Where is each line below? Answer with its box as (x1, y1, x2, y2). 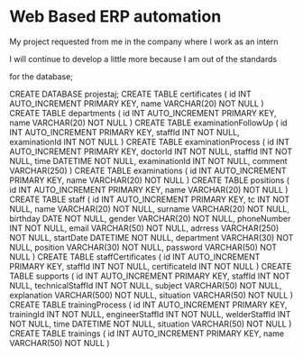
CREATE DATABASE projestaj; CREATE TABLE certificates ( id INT (9, 88, 252, 99)
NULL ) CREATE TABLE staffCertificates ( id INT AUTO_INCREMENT (9, 251, 261, 262)
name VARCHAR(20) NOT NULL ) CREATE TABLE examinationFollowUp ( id (9, 117, 288, 128)
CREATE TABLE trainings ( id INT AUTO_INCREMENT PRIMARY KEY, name (9, 327, 285, 339)
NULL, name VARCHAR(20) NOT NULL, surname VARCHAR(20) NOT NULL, (9, 203, 290, 214)
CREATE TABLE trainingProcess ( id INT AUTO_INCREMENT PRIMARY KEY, (9, 299, 288, 310)
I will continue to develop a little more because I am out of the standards (9, 53, 278, 64)
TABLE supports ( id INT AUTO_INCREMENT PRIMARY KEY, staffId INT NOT (9, 270, 290, 281)
